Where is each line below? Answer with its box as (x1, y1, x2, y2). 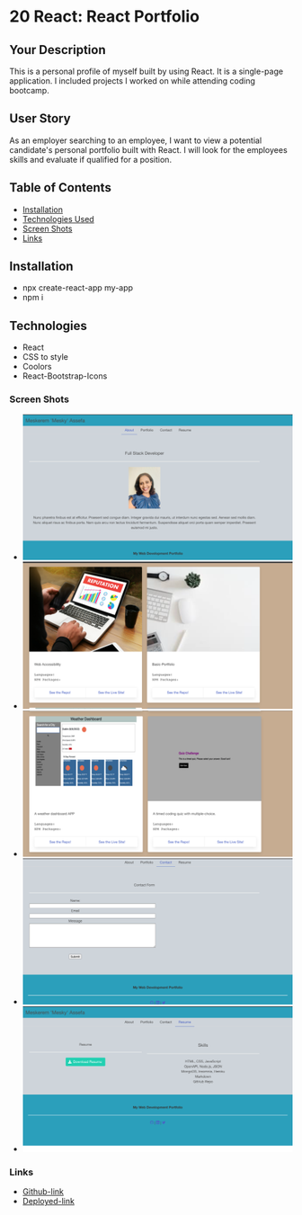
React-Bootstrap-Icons (22, 371, 108, 381)
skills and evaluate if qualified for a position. (9, 154, 173, 165)
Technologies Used (22, 213, 94, 224)
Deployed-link (22, 1196, 75, 1207)
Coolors (22, 362, 52, 372)
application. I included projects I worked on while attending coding (9, 76, 256, 86)
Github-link (22, 1186, 65, 1197)
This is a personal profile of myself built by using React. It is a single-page (9, 66, 284, 76)
